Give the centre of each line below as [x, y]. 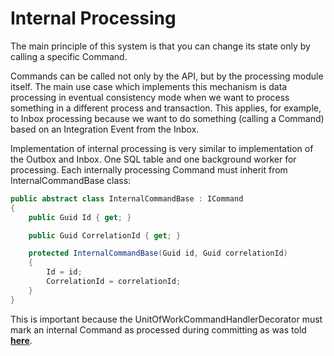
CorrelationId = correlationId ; [114, 282]
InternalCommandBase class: [71, 180]
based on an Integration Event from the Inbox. [105, 129]
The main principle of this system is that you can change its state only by [160, 46]
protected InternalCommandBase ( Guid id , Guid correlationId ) [158, 253]
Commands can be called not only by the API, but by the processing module [167, 76]
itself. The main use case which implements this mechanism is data [149, 86]
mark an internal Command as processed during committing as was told [158, 329]
